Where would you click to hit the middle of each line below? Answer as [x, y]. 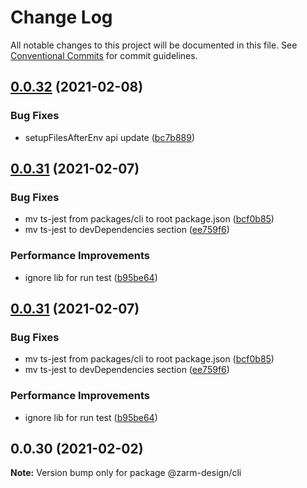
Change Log [61, 17]
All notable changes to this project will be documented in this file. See [154, 45]
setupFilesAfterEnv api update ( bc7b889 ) [110, 137]
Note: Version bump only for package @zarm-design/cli [126, 473]
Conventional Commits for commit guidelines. [104, 55]
